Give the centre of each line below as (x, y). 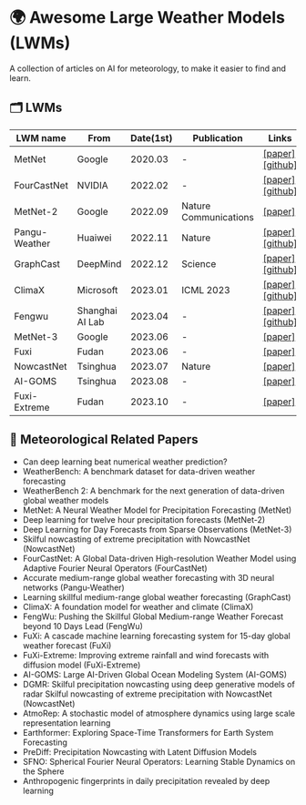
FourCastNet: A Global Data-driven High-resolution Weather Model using (159, 558)
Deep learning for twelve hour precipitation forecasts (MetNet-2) (144, 519)
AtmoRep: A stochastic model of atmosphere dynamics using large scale (159, 713)
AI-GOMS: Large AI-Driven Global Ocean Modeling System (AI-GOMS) (155, 674)
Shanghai (97, 311)
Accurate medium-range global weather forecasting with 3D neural (148, 577)
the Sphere (43, 771)
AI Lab (91, 321)
